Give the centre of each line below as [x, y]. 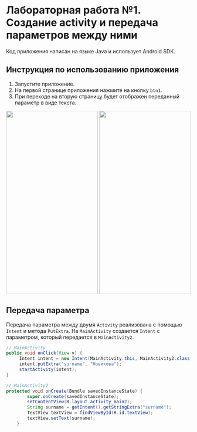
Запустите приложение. [45, 84]
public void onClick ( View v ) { [44, 353]
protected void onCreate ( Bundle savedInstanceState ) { [74, 391]
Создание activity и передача [82, 23]
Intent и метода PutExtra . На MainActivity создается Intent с [83, 331]
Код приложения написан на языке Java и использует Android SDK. [91, 51]
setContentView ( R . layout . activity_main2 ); [80, 402]
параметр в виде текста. [45, 103]
